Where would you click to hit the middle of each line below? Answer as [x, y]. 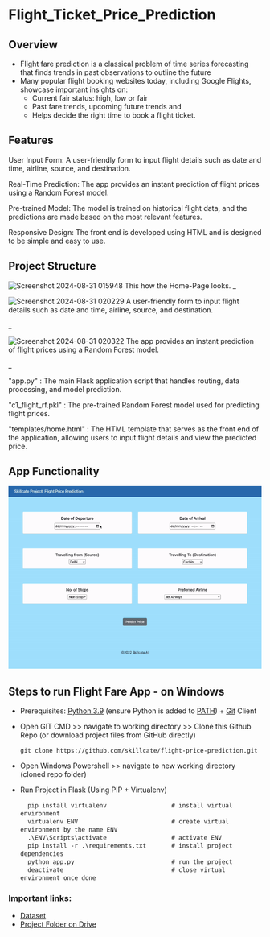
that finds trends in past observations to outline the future [115, 72]
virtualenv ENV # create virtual [129, 822]
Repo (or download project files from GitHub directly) [108, 735]
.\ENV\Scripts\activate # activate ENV [125, 838]
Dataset [33, 916]
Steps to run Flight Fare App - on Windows [117, 691]
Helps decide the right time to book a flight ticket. [114, 115]
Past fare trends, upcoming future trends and [107, 107]
